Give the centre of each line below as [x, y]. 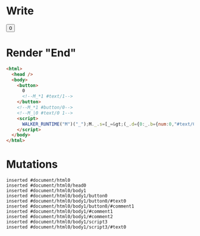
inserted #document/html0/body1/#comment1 [60, 212]
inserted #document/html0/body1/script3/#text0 [66, 227]
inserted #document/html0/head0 [46, 185]
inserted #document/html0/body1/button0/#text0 [66, 201]
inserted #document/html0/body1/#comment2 [60, 217]
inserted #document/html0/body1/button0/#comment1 [70, 206]
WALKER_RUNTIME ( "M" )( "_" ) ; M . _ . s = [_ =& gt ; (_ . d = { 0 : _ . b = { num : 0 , [98, 124]
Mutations [32, 164]
